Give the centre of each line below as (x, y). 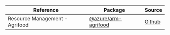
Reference (46, 10)
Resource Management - (38, 19)
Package (114, 10)
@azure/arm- (106, 19)
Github (153, 22)
